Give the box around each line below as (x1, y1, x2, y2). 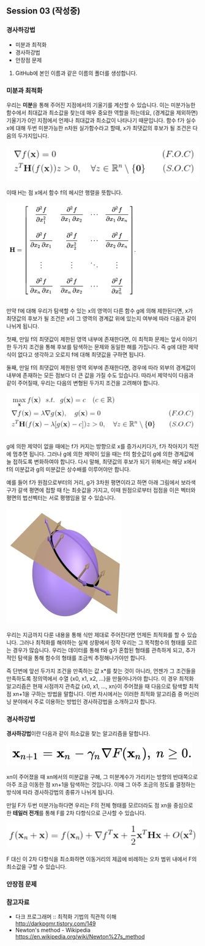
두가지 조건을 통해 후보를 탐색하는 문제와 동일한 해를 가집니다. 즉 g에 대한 (12, 343, 188, 350)
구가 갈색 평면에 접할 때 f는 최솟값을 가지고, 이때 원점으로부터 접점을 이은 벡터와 (6, 486, 196, 493)
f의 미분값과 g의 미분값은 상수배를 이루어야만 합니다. (6, 466, 131, 473)
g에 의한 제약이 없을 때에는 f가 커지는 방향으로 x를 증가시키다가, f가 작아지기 (6, 442, 188, 450)
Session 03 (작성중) (6, 6, 81, 17)
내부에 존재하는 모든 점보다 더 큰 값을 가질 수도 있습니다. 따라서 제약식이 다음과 (6, 371, 194, 379)
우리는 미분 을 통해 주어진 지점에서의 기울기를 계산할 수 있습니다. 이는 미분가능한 (6, 101, 196, 109)
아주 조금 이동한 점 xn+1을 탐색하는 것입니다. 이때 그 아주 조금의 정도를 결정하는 (6, 781, 196, 788)
